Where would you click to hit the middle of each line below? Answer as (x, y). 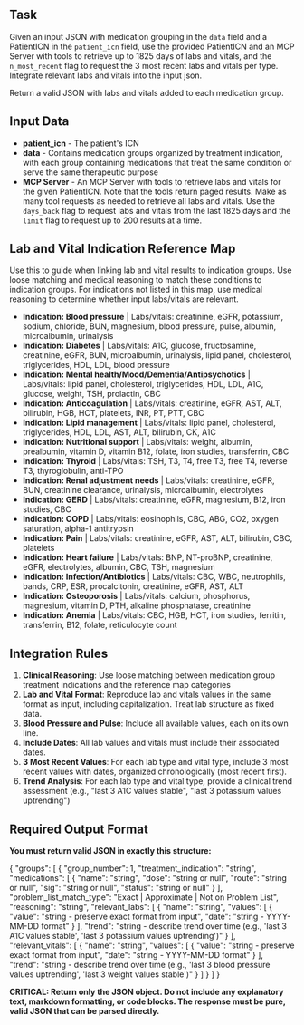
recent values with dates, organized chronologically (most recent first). (155, 772)
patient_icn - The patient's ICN (81, 143)
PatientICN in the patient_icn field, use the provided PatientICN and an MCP (152, 46)
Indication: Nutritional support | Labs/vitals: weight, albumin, (138, 442)
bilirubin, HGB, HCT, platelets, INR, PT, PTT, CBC (114, 413)
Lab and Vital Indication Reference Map (123, 249)
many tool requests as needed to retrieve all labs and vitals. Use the (149, 201)
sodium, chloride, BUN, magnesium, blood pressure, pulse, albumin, (149, 326)
